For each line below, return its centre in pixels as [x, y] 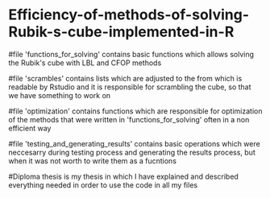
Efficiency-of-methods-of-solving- [129, 15]
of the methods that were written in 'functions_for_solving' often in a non [129, 119]
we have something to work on [60, 95]
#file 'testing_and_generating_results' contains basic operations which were [134, 143]
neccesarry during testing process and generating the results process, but [132, 152]
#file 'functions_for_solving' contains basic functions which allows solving [131, 54]
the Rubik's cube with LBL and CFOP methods [85, 63]
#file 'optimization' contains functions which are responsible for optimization [135, 111]
